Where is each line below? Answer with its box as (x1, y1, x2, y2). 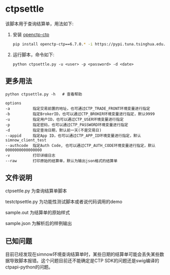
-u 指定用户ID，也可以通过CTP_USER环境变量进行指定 (5, 117, 124, 122)
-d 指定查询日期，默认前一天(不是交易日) (5, 128, 102, 133)
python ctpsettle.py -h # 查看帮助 (5, 91, 82, 97)
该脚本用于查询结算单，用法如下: (5, 20, 74, 27)
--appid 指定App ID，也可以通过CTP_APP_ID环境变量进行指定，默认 (5, 133, 141, 138)
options (5, 101, 22, 106)
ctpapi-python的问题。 (5, 264, 53, 270)
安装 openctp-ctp (12, 31, 49, 37)
